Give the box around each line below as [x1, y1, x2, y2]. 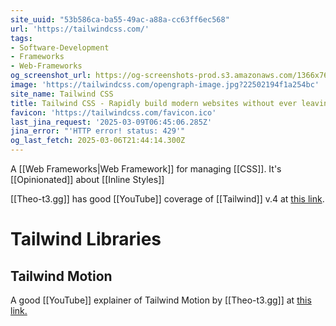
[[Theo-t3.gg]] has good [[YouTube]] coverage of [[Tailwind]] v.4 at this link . [10, 193, 325, 205]
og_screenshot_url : [10, 71, 92, 81]
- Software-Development [10, 42, 110, 53]
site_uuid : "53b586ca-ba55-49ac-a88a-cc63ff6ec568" [10, 14, 230, 25]
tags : [10, 33, 33, 43]
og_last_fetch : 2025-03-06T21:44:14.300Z [10, 136, 186, 146]
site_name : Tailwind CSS [10, 89, 114, 99]
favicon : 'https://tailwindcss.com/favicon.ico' [10, 107, 217, 118]
